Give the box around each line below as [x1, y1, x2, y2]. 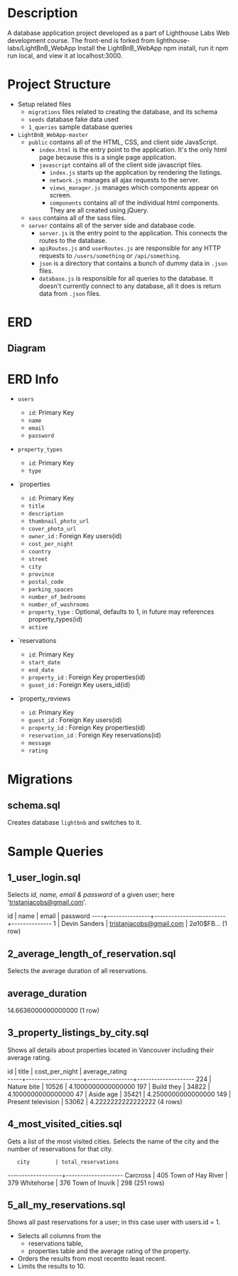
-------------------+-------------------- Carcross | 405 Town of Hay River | [7, 1170, 228, 1179]
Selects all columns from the [17, 1232, 102, 1240]
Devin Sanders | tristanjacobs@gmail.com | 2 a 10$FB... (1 [61, 920, 227, 928]
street [28, 556, 48, 563]
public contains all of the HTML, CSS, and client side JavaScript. [28, 138, 218, 146]
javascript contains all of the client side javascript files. [38, 160, 202, 169]
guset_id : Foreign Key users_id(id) [28, 681, 131, 689]
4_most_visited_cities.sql [7, 1118, 122, 1131]
